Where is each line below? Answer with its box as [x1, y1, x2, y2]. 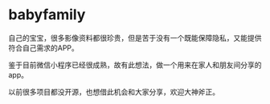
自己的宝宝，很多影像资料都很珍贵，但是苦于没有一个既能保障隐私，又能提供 [8, 33, 262, 42]
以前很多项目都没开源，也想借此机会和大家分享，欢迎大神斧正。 [8, 86, 219, 97]
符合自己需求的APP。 [8, 42, 79, 53]
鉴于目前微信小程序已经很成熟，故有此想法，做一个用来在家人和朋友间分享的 [8, 60, 262, 70]
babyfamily [8, 6, 86, 24]
